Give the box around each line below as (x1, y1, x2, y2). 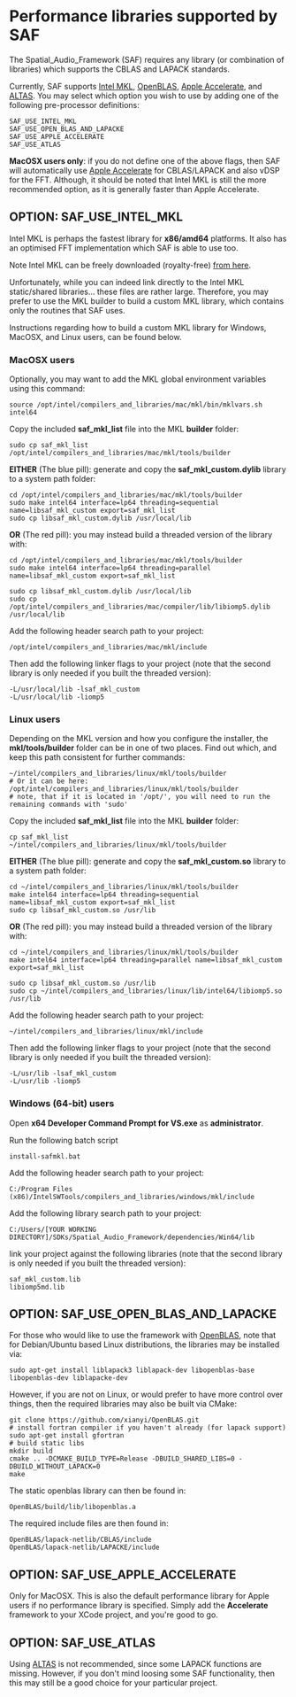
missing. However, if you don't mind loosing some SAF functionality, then (9, 1668, 276, 1679)
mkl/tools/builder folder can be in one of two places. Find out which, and (9, 742, 277, 754)
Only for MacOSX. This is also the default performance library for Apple (9, 1591, 269, 1601)
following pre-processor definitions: (9, 99, 140, 110)
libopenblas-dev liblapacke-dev (9, 1374, 128, 1383)
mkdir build (9, 1446, 53, 1456)
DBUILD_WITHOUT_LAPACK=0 (9, 1462, 101, 1471)
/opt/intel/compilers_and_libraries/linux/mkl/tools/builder (9, 785, 239, 794)
